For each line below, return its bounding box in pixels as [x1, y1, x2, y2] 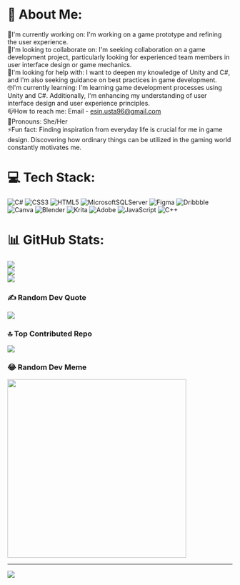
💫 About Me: [7, 6, 83, 23]
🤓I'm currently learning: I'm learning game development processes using [7, 83, 223, 91]
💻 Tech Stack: [7, 169, 96, 186]
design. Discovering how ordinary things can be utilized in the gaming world [7, 135, 231, 144]
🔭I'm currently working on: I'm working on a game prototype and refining [7, 30, 222, 39]
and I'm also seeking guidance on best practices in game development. [7, 75, 218, 84]
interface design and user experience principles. [7, 99, 150, 107]
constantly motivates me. [7, 143, 82, 151]
